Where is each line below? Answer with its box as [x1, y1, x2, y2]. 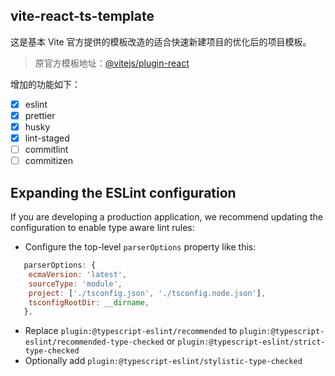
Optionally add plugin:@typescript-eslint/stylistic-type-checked [24, 355, 303, 367]
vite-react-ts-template [10, 8, 155, 25]
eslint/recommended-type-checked [24, 337, 165, 348]
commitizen [24, 155, 74, 167]
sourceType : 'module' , [28, 279, 123, 289]
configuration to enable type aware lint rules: [10, 222, 195, 233]
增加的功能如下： [10, 78, 81, 90]
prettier [24, 109, 56, 121]
